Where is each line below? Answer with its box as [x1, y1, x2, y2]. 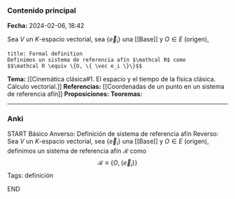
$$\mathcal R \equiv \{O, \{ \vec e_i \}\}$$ [7, 62, 142, 70]
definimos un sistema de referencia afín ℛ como [7, 146, 147, 156]
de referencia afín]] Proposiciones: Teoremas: [7, 90, 143, 98]
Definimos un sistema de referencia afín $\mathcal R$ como [7, 57, 187, 64]
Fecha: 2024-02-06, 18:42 [7, 22, 85, 30]
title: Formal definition [7, 50, 83, 57]
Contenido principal [7, 6, 76, 15]
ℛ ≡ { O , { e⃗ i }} [97, 158, 138, 168]
